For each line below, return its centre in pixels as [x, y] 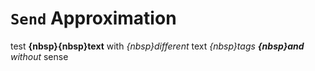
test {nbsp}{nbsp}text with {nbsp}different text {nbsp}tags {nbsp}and [157, 46]
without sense [39, 56]
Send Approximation [93, 18]
